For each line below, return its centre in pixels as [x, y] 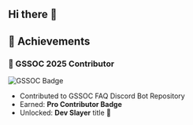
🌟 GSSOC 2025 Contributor [61, 64]
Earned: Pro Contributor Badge [71, 105]
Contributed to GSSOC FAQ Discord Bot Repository [102, 96]
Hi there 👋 [33, 15]
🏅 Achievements [49, 41]
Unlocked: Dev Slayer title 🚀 [65, 113]
